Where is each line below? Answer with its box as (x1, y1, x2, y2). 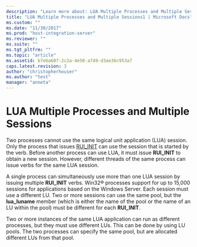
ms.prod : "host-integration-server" (6, 31, 96, 36)
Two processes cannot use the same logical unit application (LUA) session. (6, 136, 188, 144)
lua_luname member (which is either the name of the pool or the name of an (6, 198, 191, 205)
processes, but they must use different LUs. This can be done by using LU (6, 221, 186, 229)
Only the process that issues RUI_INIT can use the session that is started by (6, 143, 189, 150)
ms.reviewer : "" (6, 36, 46, 42)
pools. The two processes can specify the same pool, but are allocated (6, 228, 178, 235)
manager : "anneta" (6, 80, 51, 86)
